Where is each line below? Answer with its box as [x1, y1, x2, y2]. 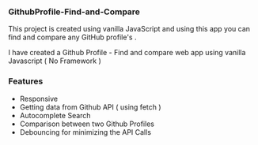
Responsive [19, 94, 58, 103]
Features [8, 76, 44, 87]
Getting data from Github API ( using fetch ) [19, 102, 161, 112]
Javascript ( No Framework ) [8, 56, 101, 65]
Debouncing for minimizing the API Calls [19, 127, 152, 136]
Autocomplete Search [19, 110, 91, 120]
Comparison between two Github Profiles [19, 119, 154, 128]
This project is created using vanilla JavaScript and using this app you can [8, 24, 251, 34]
